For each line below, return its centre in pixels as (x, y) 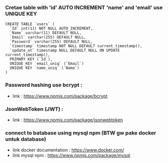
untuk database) (26, 139)
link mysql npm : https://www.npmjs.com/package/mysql (71, 155)
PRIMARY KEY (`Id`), (31, 59)
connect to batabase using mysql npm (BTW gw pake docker (81, 133)
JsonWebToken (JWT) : (34, 109)
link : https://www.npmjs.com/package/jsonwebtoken (67, 120)
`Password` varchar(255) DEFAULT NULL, (51, 42)
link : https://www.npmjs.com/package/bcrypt (60, 96)
